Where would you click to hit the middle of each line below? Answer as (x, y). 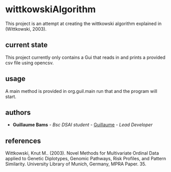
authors (18, 113)
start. (11, 96)
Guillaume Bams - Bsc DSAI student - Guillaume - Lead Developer (83, 125)
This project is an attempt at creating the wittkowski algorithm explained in (83, 23)
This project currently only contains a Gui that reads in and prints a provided (86, 57)
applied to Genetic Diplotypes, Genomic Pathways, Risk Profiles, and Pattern (86, 159)
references (23, 141)
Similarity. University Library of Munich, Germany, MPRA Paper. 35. (76, 164)
